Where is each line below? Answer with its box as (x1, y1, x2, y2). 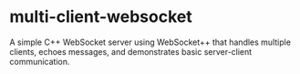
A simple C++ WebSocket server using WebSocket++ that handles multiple (9, 37, 292, 48)
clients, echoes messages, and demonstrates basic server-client (9, 46, 253, 57)
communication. (9, 56, 70, 67)
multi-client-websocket (9, 6, 193, 27)
